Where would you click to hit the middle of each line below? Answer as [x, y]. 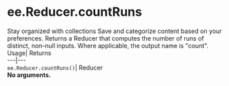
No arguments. [29, 75]
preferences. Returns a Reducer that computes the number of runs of [106, 38]
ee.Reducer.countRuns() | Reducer [55, 67]
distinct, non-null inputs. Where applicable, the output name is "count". [108, 45]
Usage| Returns [29, 53]
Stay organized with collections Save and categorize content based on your [114, 31]
